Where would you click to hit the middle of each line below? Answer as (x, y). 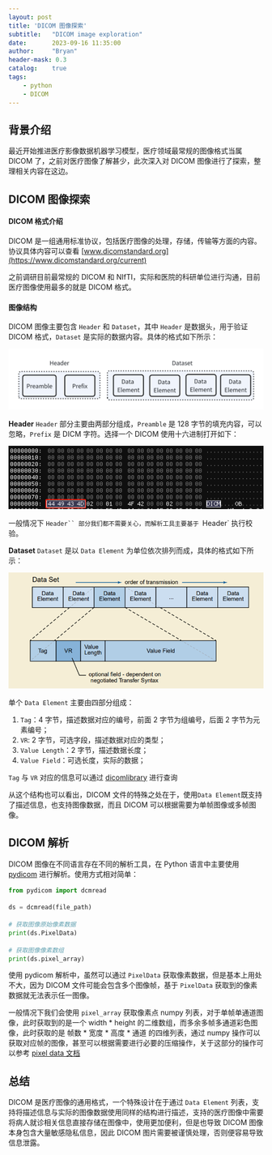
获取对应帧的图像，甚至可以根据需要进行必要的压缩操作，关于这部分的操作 (132, 1043)
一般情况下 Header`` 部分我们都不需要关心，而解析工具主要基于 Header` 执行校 (131, 523)
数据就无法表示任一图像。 (51, 995)
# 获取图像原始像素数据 (42, 925)
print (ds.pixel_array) (47, 959)
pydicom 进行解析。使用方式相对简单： (74, 874)
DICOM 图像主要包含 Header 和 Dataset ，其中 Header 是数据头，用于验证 (128, 327)
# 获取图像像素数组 (36, 950)
